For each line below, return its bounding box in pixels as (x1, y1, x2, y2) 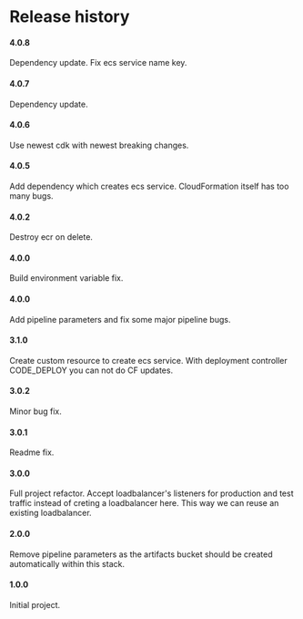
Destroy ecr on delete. (9, 232, 94, 242)
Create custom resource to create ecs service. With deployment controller (9, 355, 288, 366)
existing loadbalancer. (9, 508, 93, 519)
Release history (9, 6, 130, 27)
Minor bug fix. (9, 406, 62, 417)
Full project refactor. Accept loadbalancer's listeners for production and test (9, 488, 294, 499)
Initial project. (9, 599, 61, 610)
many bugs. (9, 191, 54, 201)
